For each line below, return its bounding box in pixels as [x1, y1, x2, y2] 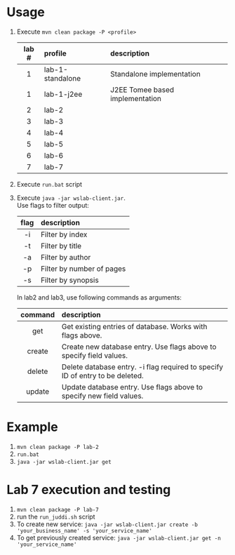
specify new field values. [61, 391, 144, 401]
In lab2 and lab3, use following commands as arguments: [16, 293, 182, 302]
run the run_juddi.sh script [16, 512, 95, 521]
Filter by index [40, 229, 88, 239]
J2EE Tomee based [110, 85, 175, 95]
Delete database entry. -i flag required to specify [61, 362, 224, 372]
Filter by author [40, 252, 91, 262]
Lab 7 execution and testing [6, 482, 171, 498]
